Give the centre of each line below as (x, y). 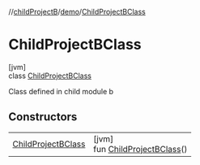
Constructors (43, 117)
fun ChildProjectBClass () (140, 149)
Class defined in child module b (61, 91)
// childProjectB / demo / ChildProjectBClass (77, 12)
